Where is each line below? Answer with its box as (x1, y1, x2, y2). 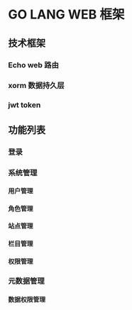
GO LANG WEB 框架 (8, 6, 125, 23)
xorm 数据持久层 (8, 81, 65, 91)
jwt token (8, 100, 41, 110)
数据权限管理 (8, 295, 45, 304)
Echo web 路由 (8, 60, 59, 70)
